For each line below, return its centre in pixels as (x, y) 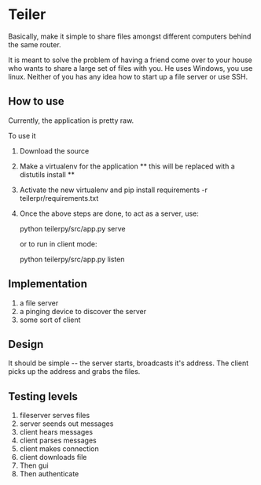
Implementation (48, 284)
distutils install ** (47, 174)
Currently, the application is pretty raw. (71, 120)
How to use (36, 101)
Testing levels (43, 396)
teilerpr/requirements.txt (59, 198)
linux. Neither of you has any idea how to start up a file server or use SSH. (128, 76)
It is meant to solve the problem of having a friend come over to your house (130, 60)
